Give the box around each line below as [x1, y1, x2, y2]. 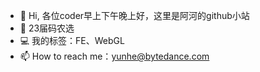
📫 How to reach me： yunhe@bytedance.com [19, 50, 210, 62]
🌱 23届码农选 [19, 22, 75, 34]
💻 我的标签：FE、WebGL [19, 35, 125, 46]
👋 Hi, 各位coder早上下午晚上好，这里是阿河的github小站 [19, 10, 250, 21]
